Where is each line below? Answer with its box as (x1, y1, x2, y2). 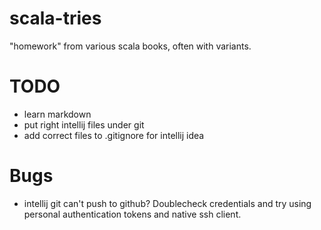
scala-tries (9, 7, 102, 30)
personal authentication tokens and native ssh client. (23, 208, 242, 220)
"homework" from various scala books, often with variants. (9, 40, 252, 52)
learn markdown (23, 108, 92, 120)
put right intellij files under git (23, 118, 145, 131)
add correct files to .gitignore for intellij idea (23, 129, 205, 141)
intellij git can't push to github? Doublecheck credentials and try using (23, 197, 312, 209)
